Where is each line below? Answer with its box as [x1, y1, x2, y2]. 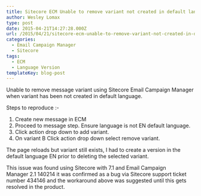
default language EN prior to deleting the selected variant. [6, 153, 149, 160]
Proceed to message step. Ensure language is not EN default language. [14, 122, 191, 129]
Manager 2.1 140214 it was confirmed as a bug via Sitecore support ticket [6, 171, 187, 178]
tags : [6, 53, 20, 59]
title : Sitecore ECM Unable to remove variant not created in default [6, 8, 186, 15]
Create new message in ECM [14, 116, 87, 123]
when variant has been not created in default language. [6, 93, 142, 100]
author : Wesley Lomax [6, 14, 60, 20]
